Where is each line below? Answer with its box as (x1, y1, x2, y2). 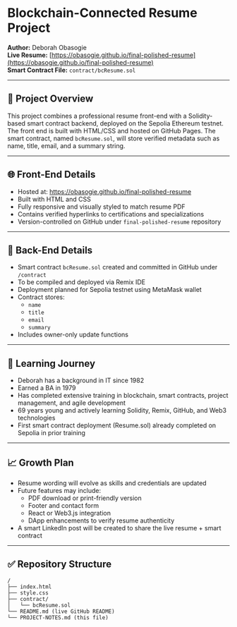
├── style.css (7, 589, 49, 597)
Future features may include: (17, 487, 102, 494)
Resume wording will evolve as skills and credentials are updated (17, 479, 207, 487)
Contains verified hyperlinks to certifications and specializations (17, 209, 205, 218)
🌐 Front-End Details (7, 169, 96, 181)
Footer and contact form (28, 501, 99, 509)
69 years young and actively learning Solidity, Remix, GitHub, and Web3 (17, 406, 227, 415)
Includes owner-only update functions (17, 330, 129, 339)
